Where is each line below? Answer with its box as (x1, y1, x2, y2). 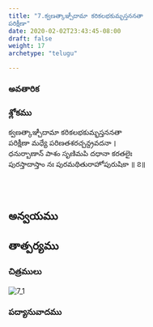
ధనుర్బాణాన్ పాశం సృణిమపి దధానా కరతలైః (8, 149, 133, 159)
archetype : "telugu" (8, 49, 79, 57)
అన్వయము (8, 209, 58, 223)
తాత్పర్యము (8, 240, 59, 253)
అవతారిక (8, 83, 40, 94)
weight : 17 (8, 42, 45, 50)
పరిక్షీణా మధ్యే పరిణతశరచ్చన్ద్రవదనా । (8, 138, 117, 148)
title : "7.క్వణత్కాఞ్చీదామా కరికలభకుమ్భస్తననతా (8, 11, 143, 20)
